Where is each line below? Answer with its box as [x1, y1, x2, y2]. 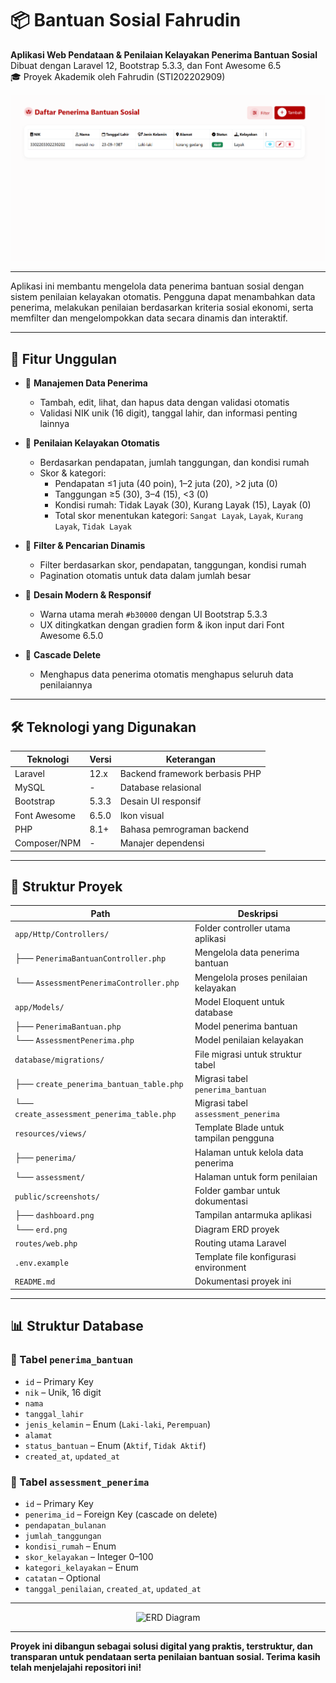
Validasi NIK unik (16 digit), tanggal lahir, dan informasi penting [39, 407, 298, 419]
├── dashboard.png [14, 1209, 95, 1221]
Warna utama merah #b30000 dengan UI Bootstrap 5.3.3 [39, 608, 268, 621]
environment [194, 1262, 247, 1274]
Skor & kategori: [39, 467, 107, 479]
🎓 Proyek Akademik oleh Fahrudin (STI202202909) [10, 70, 226, 82]
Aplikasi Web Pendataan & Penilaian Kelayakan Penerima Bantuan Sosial [10, 48, 318, 61]
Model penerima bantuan [194, 1020, 298, 1032]
